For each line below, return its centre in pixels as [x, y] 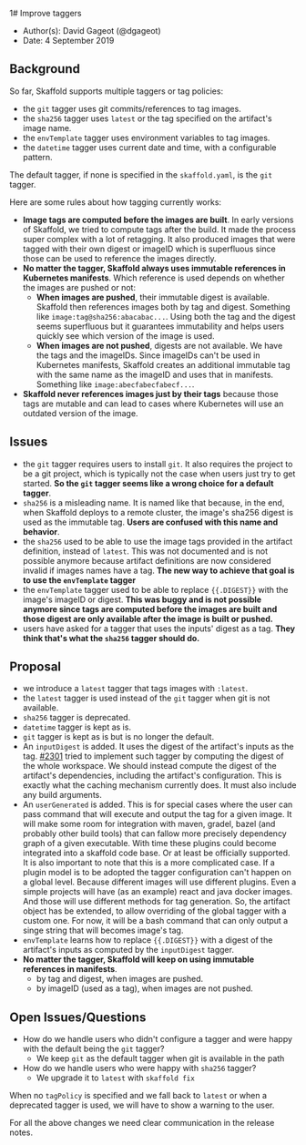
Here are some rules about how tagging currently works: [115, 202]
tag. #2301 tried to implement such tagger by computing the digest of [153, 756]
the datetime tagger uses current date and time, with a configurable [149, 147]
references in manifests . [70, 969]
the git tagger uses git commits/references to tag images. [132, 108]
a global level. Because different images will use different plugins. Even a [159, 882]
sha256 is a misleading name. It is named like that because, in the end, [153, 502]
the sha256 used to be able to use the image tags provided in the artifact [158, 541]
